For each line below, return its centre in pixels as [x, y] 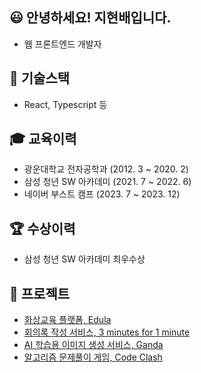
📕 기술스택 [40, 78]
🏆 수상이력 [42, 228]
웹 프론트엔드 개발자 [62, 44]
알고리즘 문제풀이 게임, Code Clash [93, 357]
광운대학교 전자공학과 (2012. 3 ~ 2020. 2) [106, 169]
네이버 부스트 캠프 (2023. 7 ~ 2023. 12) [102, 194]
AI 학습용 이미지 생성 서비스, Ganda [93, 345]
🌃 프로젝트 [40, 293]
